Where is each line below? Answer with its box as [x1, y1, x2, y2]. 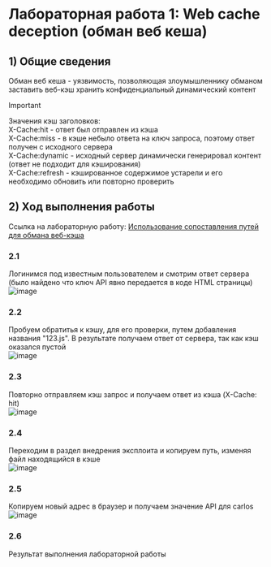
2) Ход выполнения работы [8, 200, 156, 214]
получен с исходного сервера [8, 142, 114, 151]
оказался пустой [8, 342, 67, 352]
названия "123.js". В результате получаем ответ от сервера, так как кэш [8, 334, 260, 344]
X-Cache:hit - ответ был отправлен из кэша [8, 125, 158, 134]
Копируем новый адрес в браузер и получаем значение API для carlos [8, 501, 254, 512]
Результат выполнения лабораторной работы [8, 549, 166, 559]
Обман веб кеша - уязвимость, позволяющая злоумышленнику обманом [8, 76, 264, 85]
